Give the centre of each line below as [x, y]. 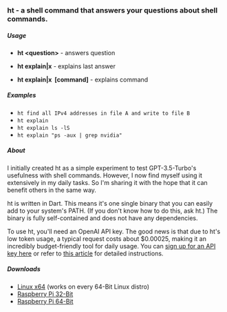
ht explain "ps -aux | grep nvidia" [69, 135]
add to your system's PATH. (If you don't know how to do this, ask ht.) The [112, 211]
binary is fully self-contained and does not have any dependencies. [102, 218]
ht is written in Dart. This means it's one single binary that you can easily [110, 203]
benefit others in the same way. [52, 190]
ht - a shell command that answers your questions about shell [112, 10]
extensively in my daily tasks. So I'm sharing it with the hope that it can [107, 182]
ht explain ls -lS [43, 128]
